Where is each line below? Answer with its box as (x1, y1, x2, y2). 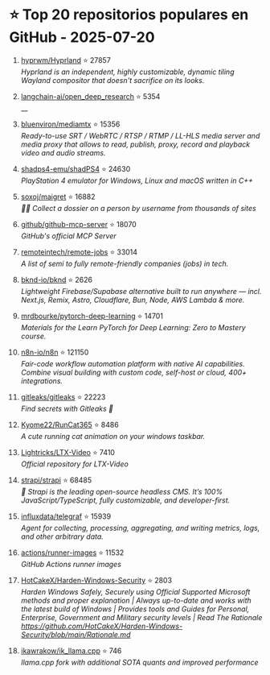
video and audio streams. (20, 147, 106, 157)
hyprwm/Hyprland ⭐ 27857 (20, 55, 111, 64)
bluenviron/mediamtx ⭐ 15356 (20, 119, 121, 129)
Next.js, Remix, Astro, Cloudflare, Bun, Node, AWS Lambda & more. (20, 295, 245, 304)
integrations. (20, 375, 63, 386)
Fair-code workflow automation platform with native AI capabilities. (20, 358, 246, 368)
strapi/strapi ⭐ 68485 (20, 475, 92, 485)
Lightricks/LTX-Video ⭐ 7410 (20, 447, 116, 457)
